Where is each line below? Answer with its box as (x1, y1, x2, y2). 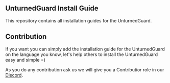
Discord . (5, 72, 23, 78)
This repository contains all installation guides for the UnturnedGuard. (5, 17, 152, 23)
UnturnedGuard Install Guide (5, 4, 99, 13)
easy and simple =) (5, 57, 46, 63)
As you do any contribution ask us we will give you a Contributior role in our (5, 66, 164, 73)
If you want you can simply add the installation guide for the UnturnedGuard (5, 46, 165, 52)
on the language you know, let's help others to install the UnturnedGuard (5, 51, 158, 58)
